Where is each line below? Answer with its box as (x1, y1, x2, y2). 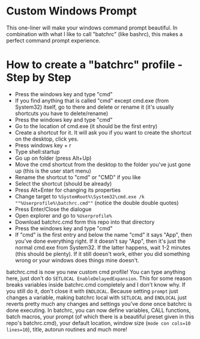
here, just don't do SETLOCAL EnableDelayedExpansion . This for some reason (6, 275, 192, 282)
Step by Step (6, 71, 71, 85)
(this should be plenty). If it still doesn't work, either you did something (14, 250, 190, 257)
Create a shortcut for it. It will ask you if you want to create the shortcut (14, 129, 192, 136)
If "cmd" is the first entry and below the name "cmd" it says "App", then (14, 231, 192, 238)
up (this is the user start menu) (14, 167, 91, 174)
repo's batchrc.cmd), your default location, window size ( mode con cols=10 (6, 319, 191, 326)
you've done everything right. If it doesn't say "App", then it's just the (14, 237, 186, 245)
